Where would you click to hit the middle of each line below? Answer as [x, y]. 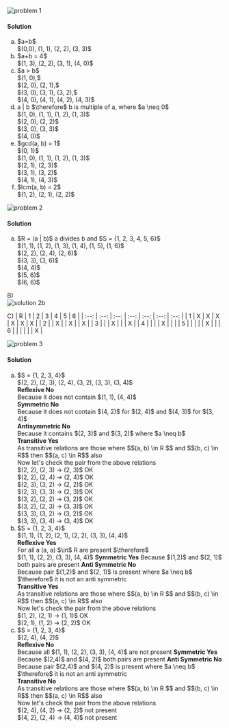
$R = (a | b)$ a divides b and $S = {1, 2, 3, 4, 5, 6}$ [89, 239]
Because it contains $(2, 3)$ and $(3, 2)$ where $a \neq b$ [101, 433]
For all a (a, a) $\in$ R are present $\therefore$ [83, 550]
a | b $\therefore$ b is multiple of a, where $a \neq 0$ [93, 107]
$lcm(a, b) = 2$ [39, 187]
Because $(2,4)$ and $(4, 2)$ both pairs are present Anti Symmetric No [119, 659]
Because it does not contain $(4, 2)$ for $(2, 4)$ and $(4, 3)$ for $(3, [115, 411]
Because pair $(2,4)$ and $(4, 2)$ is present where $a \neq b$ [106, 666]
